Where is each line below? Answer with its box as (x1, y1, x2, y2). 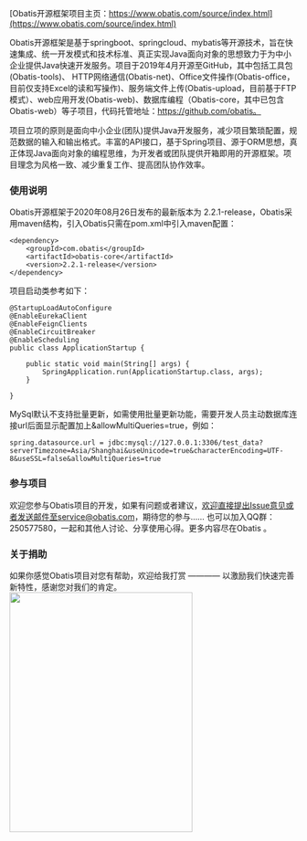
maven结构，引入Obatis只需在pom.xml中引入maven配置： (16, 218, 238, 229)
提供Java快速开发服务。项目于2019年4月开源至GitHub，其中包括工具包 (25, 60, 293, 70)
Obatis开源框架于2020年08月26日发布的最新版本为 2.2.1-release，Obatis (9, 206, 285, 217)
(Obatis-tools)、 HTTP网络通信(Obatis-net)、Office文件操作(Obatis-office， (9, 71, 295, 82)
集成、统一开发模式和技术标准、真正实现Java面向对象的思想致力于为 (16, 48, 276, 59)
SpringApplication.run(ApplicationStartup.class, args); (42, 368, 263, 377)
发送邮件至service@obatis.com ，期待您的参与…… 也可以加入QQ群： (16, 510, 276, 522)
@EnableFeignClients (9, 320, 89, 329)
